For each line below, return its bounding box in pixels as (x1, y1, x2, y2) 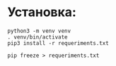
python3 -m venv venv (7, 27, 71, 34)
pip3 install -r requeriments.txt (7, 39, 110, 46)
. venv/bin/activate (7, 33, 69, 41)
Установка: (7, 4, 76, 20)
